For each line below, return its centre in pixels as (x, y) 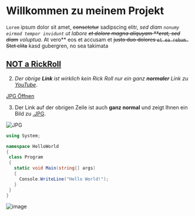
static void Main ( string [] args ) (55, 168)
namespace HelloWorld (33, 146)
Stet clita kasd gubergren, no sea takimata (57, 46)
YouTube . (26, 85)
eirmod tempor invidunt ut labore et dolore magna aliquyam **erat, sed (93, 33)
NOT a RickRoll (34, 64)
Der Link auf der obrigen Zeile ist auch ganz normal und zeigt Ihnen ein (101, 107)
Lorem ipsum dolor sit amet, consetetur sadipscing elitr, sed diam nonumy (93, 27)
